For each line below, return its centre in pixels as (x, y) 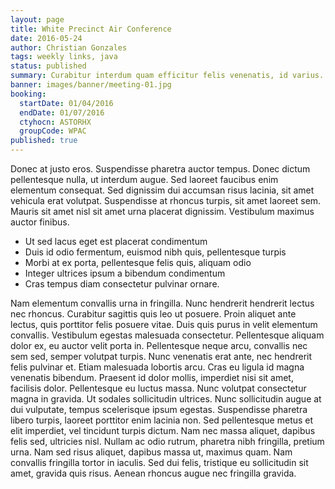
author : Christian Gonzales (69, 47)
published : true (44, 141)
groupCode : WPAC (53, 131)
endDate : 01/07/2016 (62, 112)
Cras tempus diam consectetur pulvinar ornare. (122, 284)
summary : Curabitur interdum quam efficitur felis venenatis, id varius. (167, 76)
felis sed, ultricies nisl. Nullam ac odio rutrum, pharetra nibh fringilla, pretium (167, 441)
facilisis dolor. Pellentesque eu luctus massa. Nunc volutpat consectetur (158, 388)
